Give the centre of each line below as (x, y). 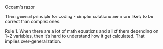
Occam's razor (20, 7)
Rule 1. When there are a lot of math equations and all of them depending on (82, 31)
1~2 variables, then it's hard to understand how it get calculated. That (75, 36)
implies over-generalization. (33, 41)
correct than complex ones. (33, 22)
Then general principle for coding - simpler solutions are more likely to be (79, 16)
